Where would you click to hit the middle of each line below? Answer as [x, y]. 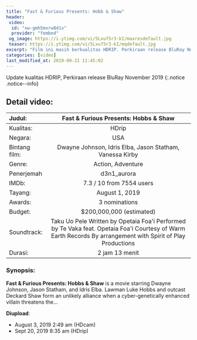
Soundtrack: [26, 232]
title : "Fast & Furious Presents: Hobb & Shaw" [65, 11]
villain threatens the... [32, 302]
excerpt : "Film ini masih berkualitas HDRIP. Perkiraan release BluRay [95, 50]
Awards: [20, 202]
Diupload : [18, 313]
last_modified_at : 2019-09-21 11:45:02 [55, 60]
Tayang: [20, 193]
